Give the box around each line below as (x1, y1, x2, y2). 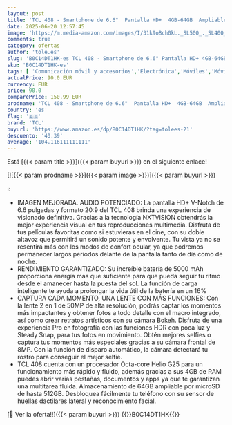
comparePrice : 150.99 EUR (7, 94, 81, 101)
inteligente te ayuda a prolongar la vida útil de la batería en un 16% (17, 287, 207, 295)
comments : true (7, 36, 51, 43)
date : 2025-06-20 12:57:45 (7, 23, 85, 30)
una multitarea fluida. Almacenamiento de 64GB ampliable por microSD (17, 382, 220, 390)
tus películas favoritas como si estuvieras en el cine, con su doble (17, 228, 205, 236)
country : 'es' (7, 106, 48, 113)
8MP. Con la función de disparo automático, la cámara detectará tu (17, 346, 209, 354)
